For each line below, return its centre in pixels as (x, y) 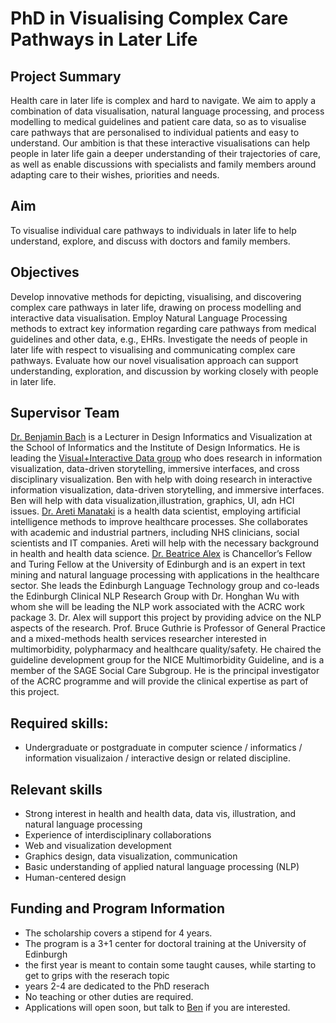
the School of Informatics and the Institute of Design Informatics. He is (155, 448)
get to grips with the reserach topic (97, 975)
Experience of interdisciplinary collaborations (118, 835)
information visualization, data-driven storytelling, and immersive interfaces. (167, 490)
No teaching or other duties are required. (109, 996)
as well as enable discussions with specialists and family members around (163, 164)
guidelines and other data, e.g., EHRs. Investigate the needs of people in (159, 339)
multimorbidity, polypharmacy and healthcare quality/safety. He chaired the (166, 649)
